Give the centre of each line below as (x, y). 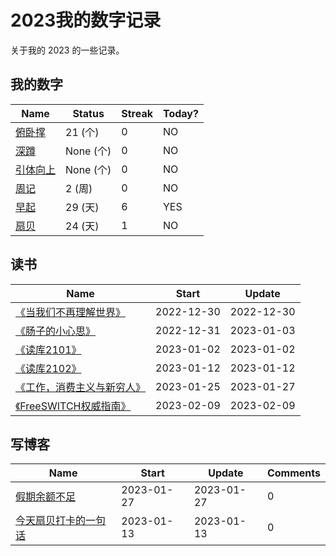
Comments (293, 473)
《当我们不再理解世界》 (71, 312)
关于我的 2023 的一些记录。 (67, 50)
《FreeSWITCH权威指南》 (73, 406)
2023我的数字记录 (86, 20)
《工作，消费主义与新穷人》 (81, 387)
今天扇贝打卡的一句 (61, 521)
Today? (180, 113)
